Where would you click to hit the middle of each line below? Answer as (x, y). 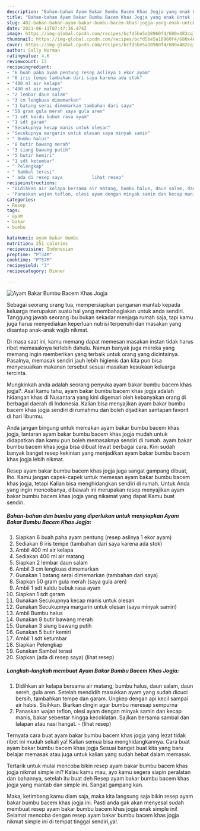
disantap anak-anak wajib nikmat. (48, 330)
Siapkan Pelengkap (39, 644)
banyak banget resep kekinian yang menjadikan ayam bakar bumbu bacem (99, 453)
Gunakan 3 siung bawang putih (53, 625)
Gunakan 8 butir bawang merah (54, 619)
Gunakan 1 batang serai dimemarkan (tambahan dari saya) (87, 575)
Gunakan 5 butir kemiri (43, 632)
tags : (13, 211)
